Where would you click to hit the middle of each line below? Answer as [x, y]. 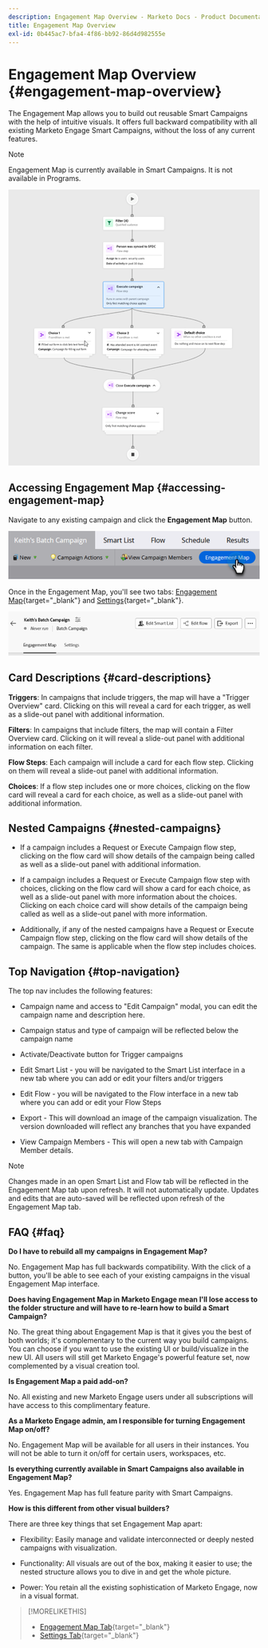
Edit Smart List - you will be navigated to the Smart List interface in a [132, 1070]
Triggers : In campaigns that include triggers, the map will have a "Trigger [129, 697]
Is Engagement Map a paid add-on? [68, 1381]
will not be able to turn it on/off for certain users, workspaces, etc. [117, 1453]
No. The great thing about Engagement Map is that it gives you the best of [130, 1331]
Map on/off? [29, 1429]
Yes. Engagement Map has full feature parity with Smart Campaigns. [121, 1493]
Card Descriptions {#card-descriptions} [110, 678]
